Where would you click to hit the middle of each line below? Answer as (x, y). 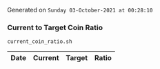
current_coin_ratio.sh (40, 42)
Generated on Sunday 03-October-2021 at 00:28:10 (80, 10)
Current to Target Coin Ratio (55, 27)
